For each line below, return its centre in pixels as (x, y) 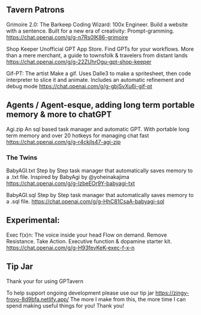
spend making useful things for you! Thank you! (65, 305)
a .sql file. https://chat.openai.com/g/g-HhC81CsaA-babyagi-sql (85, 201)
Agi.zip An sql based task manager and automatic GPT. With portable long (98, 129)
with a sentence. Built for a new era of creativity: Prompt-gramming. (90, 31)
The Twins (22, 157)
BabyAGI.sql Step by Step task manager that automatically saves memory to (100, 195)
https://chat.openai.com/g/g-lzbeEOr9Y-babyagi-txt (70, 183)
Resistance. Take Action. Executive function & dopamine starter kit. (89, 241)
